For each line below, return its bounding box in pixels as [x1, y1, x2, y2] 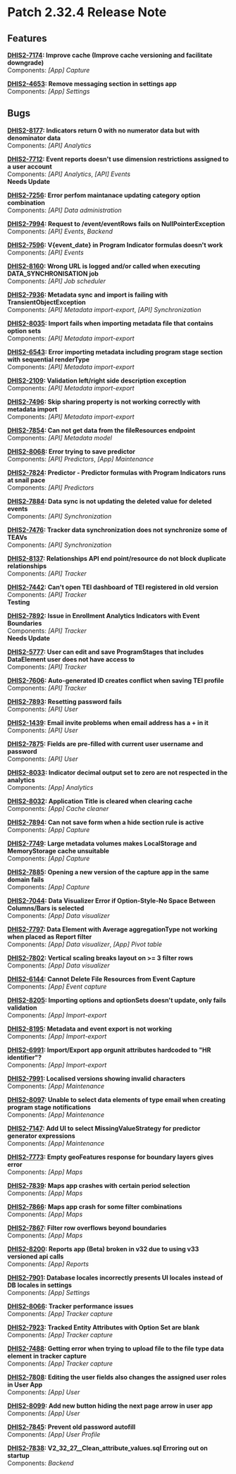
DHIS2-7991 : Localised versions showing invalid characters [7, 1074, 185, 1082]
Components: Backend [7, 1458, 74, 1467]
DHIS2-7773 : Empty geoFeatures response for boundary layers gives [7, 1153, 214, 1161]
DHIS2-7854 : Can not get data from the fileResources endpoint [7, 426, 196, 434]
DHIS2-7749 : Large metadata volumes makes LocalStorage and [7, 839, 197, 848]
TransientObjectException [7, 297, 86, 306]
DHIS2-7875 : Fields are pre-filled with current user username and [7, 739, 204, 748]
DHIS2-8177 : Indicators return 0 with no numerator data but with [7, 126, 200, 135]
